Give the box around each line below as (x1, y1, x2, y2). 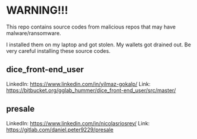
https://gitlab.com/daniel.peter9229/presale (6, 126, 114, 133)
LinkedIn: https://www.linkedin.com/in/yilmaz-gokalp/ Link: (6, 80, 151, 87)
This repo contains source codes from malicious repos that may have (6, 23, 176, 30)
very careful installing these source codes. (6, 47, 111, 54)
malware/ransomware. (6, 29, 61, 36)
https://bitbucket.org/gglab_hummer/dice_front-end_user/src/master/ (6, 87, 176, 94)
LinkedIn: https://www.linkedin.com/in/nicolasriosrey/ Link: (6, 119, 150, 127)
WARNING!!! (6, 4, 68, 17)
